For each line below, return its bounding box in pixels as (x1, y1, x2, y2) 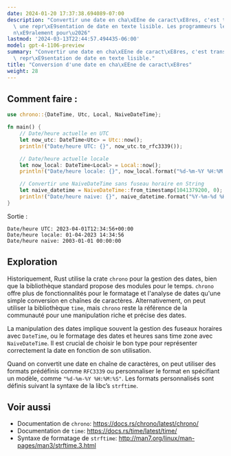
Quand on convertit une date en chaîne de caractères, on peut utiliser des (7, 359, 217, 368)
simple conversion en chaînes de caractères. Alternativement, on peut (7, 296, 206, 305)
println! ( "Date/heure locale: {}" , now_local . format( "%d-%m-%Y (19, 168, 205, 175)
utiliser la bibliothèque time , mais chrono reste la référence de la (7, 303, 188, 312)
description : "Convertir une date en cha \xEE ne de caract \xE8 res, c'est (7, 17, 220, 23)
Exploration (7, 256, 58, 268)
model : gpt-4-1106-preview (7, 42, 85, 49)
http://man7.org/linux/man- (118, 434, 195, 442)
